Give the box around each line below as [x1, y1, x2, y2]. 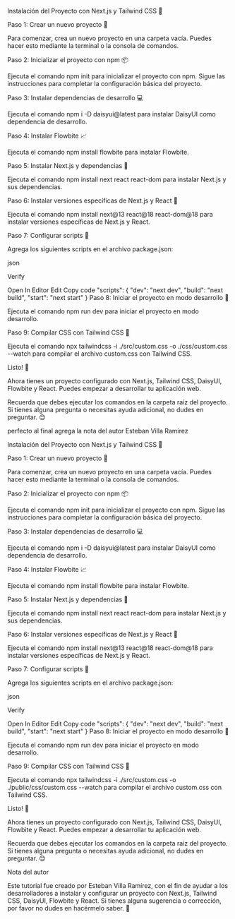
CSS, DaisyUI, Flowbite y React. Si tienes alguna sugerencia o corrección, [7, 896, 222, 905]
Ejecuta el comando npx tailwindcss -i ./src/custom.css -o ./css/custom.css [7, 342, 228, 350]
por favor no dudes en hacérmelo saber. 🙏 [7, 904, 131, 912]
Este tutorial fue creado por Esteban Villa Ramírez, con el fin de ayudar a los [7, 882, 228, 889]
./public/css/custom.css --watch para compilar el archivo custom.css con [7, 783, 222, 791]
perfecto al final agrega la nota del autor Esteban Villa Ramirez [7, 427, 188, 435]
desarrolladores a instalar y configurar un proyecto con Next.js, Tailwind [7, 889, 217, 897]
